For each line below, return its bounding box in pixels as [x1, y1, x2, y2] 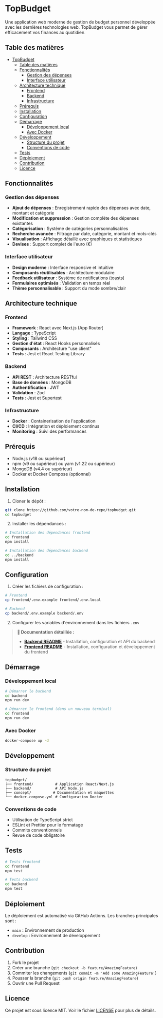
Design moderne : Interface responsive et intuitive [12, 264, 113, 270]
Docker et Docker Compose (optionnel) [12, 471, 91, 477]
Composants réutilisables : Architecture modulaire [12, 269, 115, 275]
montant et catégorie [12, 210, 54, 216]
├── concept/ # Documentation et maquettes [5, 790, 114, 795]
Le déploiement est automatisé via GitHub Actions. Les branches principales [5, 912, 158, 919]
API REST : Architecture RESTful [12, 374, 77, 380]
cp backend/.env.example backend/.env [5, 611, 84, 616]
